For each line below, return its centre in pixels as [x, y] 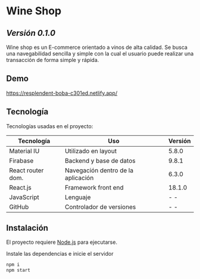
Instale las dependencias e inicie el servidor [60, 254]
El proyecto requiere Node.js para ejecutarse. [62, 242]
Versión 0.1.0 [31, 33]
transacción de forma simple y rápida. [53, 60]
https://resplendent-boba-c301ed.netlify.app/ [62, 93]
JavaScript [24, 197]
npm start [18, 270]
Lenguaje [78, 197]
